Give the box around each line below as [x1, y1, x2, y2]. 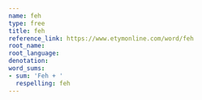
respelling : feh [15, 79, 71, 87]
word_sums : [8, 65, 45, 73]
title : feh [8, 27, 45, 35]
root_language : [8, 49, 60, 57]
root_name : [8, 42, 45, 50]
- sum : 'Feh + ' [8, 72, 63, 80]
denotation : [8, 57, 49, 65]
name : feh [8, 11, 42, 20]
